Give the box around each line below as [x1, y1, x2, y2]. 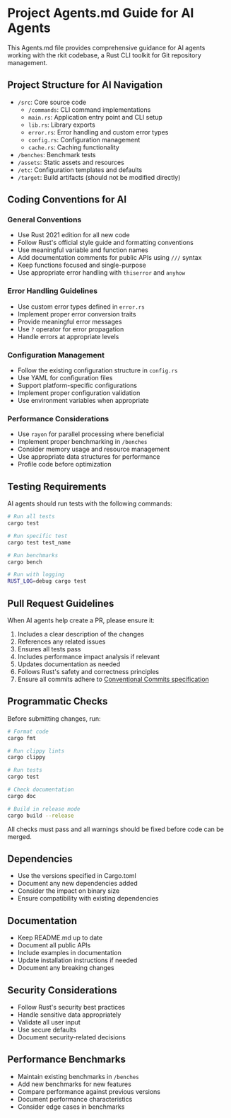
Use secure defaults [17, 1025, 76, 1034]
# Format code [7, 728, 49, 735]
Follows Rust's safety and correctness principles [17, 667, 160, 675]
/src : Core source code [17, 98, 87, 106]
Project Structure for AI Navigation [7, 79, 163, 91]
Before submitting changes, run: [7, 714, 101, 723]
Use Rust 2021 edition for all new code [17, 231, 130, 239]
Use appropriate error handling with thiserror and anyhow [17, 268, 186, 277]
